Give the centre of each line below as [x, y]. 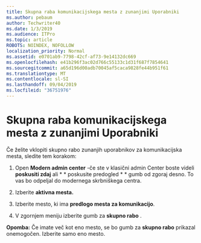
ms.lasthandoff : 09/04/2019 [42, 85]
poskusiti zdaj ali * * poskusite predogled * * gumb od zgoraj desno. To [104, 174]
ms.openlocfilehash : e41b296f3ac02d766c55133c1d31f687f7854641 [88, 62]
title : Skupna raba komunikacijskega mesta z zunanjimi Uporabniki [93, 12]
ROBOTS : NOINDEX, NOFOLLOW [40, 46]
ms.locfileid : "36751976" [39, 90]
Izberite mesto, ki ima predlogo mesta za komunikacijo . [85, 204]
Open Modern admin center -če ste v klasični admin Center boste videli [104, 168]
